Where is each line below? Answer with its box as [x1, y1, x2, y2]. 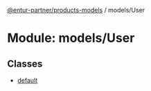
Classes [7, 58, 43, 69]
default [17, 76, 38, 84]
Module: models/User [7, 31, 135, 46]
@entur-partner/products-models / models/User [7, 6, 145, 14]
